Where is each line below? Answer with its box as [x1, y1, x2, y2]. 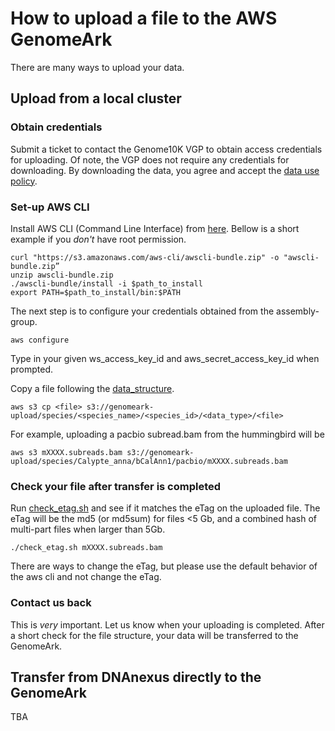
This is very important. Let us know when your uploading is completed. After [10, 618, 325, 631]
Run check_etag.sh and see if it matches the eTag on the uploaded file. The [10, 502, 321, 514]
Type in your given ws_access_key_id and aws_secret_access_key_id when [10, 352, 320, 364]
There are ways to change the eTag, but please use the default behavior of [10, 560, 318, 572]
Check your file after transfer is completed [10, 479, 222, 493]
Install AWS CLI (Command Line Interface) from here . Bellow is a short [10, 222, 300, 234]
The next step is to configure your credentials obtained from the [10, 305, 275, 317]
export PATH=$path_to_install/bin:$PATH [10, 287, 182, 297]
